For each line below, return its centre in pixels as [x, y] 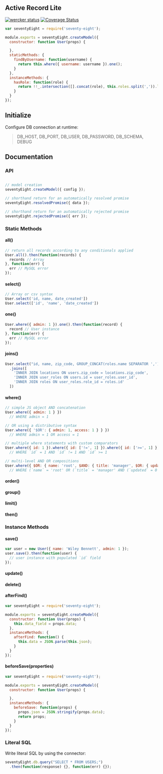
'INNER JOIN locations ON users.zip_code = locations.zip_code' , [81, 373]
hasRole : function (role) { [41, 82]
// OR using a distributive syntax [41, 425]
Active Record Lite [33, 8]
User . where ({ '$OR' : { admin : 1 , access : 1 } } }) [57, 430]
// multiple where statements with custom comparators [62, 443]
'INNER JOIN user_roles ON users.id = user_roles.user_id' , [76, 378]
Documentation [29, 157]
